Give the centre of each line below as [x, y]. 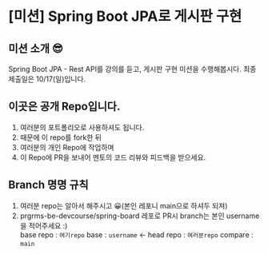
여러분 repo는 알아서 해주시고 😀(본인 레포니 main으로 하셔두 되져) [124, 205]
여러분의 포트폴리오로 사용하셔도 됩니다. [82, 127]
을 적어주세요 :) [44, 225]
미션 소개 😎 [36, 48]
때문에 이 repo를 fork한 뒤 [61, 137]
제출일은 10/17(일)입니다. [47, 79]
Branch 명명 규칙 [49, 185]
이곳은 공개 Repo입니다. [64, 107]
